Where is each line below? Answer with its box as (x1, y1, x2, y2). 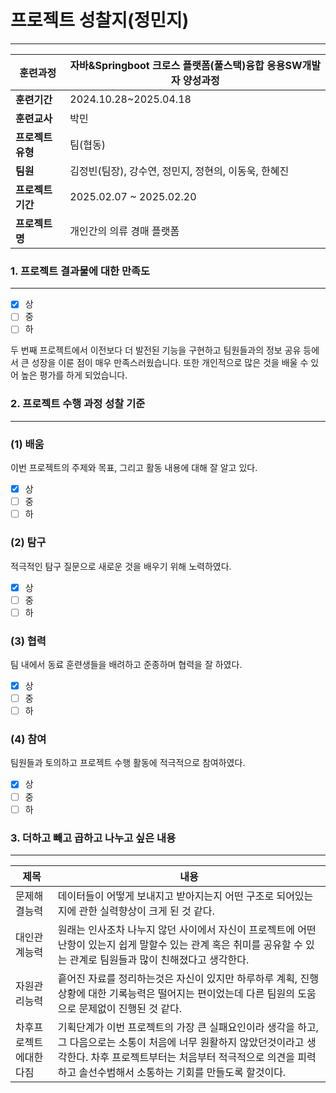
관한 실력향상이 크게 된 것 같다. (78, 904, 215, 918)
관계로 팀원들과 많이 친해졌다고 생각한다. (69, 952, 250, 966)
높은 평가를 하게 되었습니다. (20, 369, 128, 381)
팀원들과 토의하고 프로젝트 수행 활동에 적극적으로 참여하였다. (10, 757, 246, 769)
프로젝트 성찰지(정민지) (10, 9, 190, 32)
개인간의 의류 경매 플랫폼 (69, 224, 180, 238)
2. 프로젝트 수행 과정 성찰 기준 (10, 397, 146, 411)
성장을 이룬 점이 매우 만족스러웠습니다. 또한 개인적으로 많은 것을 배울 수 (31, 357, 309, 369)
